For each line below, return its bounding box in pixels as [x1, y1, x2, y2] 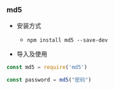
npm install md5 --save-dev [26, 37, 108, 44]
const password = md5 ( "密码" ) [6, 77, 91, 84]
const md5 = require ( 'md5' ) [6, 64, 88, 71]
